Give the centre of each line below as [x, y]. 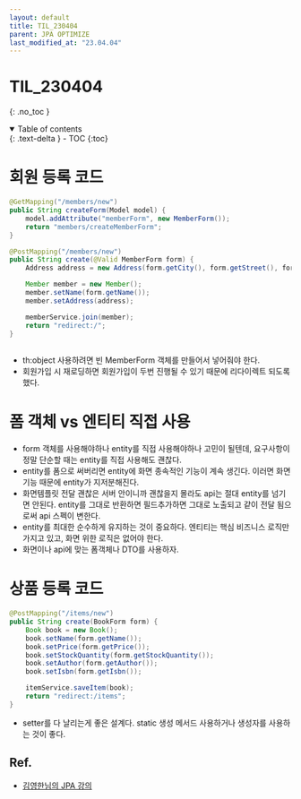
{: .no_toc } [30, 112]
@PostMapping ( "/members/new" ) [66, 252]
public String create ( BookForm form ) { [84, 622]
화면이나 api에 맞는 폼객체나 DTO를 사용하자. [100, 550]
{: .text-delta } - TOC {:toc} [59, 139]
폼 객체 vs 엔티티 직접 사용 [100, 422]
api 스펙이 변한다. [70, 516]
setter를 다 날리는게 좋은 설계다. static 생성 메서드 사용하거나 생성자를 [144, 723]
